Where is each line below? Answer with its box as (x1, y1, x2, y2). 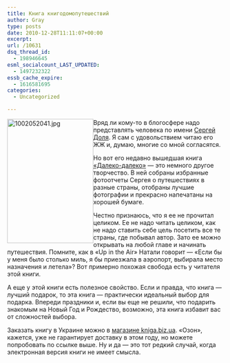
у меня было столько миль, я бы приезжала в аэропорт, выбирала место (7, 255, 223, 263)
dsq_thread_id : (7, 49, 51, 56)
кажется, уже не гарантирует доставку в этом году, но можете (7, 333, 193, 342)
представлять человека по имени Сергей (93, 126, 216, 134)
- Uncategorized (13, 94, 60, 101)
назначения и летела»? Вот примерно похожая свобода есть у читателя (7, 263, 220, 271)
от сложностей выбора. (7, 313, 77, 321)
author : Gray (7, 17, 45, 23)
